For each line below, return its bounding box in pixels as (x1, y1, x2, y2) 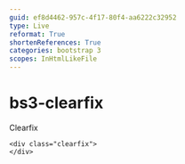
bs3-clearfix (9, 93, 104, 113)
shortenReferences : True (9, 37, 101, 47)
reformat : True (9, 29, 66, 38)
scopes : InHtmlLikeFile (9, 54, 98, 63)
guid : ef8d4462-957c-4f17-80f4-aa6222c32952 (9, 12, 177, 22)
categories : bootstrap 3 (9, 46, 101, 55)
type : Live (9, 21, 50, 30)
